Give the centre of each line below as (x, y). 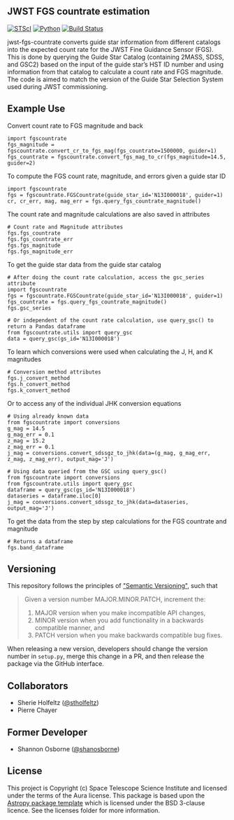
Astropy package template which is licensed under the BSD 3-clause (106, 802)
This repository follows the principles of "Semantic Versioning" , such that (112, 586)
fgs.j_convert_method (39, 378)
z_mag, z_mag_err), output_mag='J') (60, 459)
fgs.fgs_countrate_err (40, 239)
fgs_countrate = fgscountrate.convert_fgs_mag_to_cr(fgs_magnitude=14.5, (117, 157)
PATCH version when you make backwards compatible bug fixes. (129, 635)
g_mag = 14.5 (26, 428)
